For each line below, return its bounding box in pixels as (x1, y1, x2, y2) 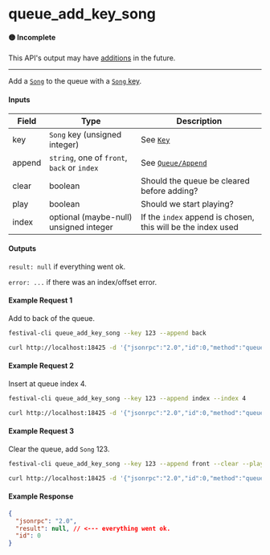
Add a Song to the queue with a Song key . (8, 76, 142, 86)
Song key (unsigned (49, 129, 122, 140)
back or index (49, 162, 99, 173)
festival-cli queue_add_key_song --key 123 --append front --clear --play (8, 459, 264, 467)
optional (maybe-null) (49, 211, 133, 222)
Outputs (8, 244, 37, 253)
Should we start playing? (140, 198, 235, 209)
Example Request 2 (8, 361, 75, 371)
